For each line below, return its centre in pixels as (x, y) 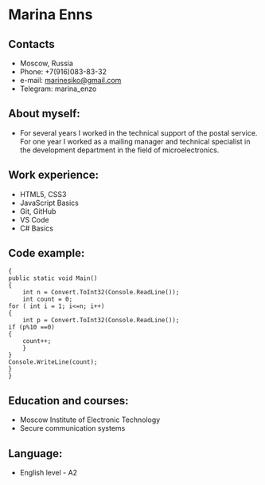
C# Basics (37, 228)
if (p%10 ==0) (32, 327)
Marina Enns (51, 15)
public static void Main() (53, 278)
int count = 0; (48, 300)
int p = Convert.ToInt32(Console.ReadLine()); (101, 321)
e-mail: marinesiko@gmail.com (70, 80)
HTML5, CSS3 (43, 194)
